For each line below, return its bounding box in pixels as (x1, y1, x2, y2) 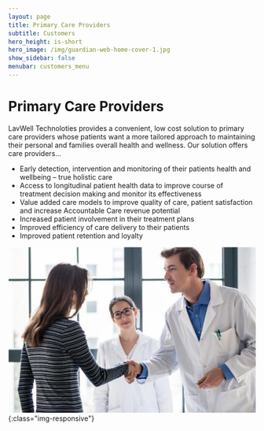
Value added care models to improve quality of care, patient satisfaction (19, 197, 253, 206)
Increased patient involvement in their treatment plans (19, 214, 195, 224)
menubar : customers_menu (8, 63, 90, 71)
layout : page (8, 13, 51, 20)
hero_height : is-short (8, 38, 82, 46)
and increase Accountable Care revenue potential (19, 206, 181, 215)
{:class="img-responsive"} (8, 414, 95, 423)
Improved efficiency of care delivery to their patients (19, 222, 190, 232)
